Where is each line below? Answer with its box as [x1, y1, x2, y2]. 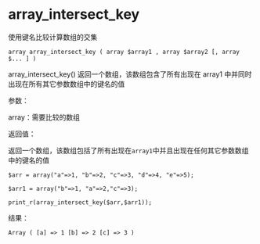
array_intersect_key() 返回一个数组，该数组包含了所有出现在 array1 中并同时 [8, 69, 252, 79]
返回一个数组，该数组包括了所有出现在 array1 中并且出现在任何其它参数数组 [8, 145, 249, 155]
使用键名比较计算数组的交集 [8, 32, 98, 41]
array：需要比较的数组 [8, 112, 81, 122]
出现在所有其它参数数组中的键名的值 [8, 79, 125, 88]
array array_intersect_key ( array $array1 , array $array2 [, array [8, 48, 240, 56]
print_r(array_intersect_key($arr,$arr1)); [8, 198, 153, 206]
